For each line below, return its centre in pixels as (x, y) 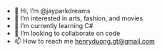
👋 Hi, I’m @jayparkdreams (52, 11)
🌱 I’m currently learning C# (54, 26)
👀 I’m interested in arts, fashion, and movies (79, 18)
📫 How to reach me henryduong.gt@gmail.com (85, 41)
